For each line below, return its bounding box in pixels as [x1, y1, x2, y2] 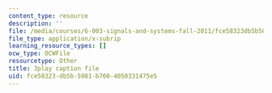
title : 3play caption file [8, 65, 100, 73]
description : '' [8, 19, 63, 27]
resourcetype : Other [8, 57, 79, 66]
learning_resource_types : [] [8, 42, 107, 50]
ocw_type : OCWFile [8, 49, 70, 57]
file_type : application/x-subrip [8, 34, 121, 43]
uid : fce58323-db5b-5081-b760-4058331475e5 [8, 72, 158, 80]
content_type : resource [8, 11, 89, 20]
